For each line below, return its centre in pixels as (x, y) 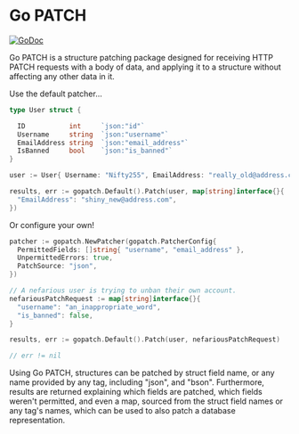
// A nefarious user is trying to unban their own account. (123, 291)
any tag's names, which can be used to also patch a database (122, 411)
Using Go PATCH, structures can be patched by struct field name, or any (142, 373)
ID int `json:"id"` (81, 126)
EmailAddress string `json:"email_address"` (103, 143)
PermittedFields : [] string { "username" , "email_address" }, (131, 250)
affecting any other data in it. (62, 76)
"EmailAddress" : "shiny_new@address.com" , (97, 200)
